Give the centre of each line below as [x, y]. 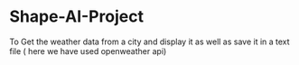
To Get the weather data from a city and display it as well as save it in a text [150, 42]
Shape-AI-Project [77, 17]
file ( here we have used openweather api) [88, 51]
